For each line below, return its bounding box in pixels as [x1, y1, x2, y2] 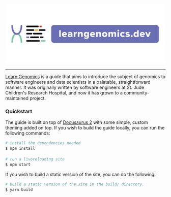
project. [30, 95, 46, 102]
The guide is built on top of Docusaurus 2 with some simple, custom [5, 119, 149, 125]
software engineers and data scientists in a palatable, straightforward [5, 79, 151, 85]
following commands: [5, 130, 50, 136]
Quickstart [5, 108, 33, 115]
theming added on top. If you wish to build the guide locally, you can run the [5, 125, 165, 131]
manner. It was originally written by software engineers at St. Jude [5, 84, 145, 90]
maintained [5, 95, 29, 102]
